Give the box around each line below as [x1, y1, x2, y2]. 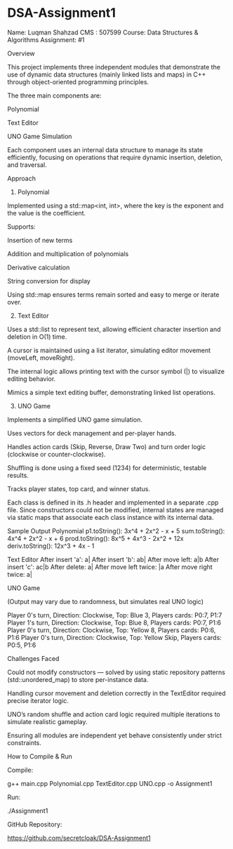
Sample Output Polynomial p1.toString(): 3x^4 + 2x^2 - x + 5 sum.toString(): [7, 526, 225, 535]
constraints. [7, 738, 42, 747]
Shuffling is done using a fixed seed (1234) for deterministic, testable [7, 463, 207, 472]
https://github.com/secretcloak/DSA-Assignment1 [7, 834, 151, 842]
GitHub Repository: [7, 820, 62, 829]
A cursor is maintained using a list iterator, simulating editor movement [7, 346, 211, 354]
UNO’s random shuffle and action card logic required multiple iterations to [7, 710, 220, 718]
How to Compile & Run [7, 752, 72, 761]
